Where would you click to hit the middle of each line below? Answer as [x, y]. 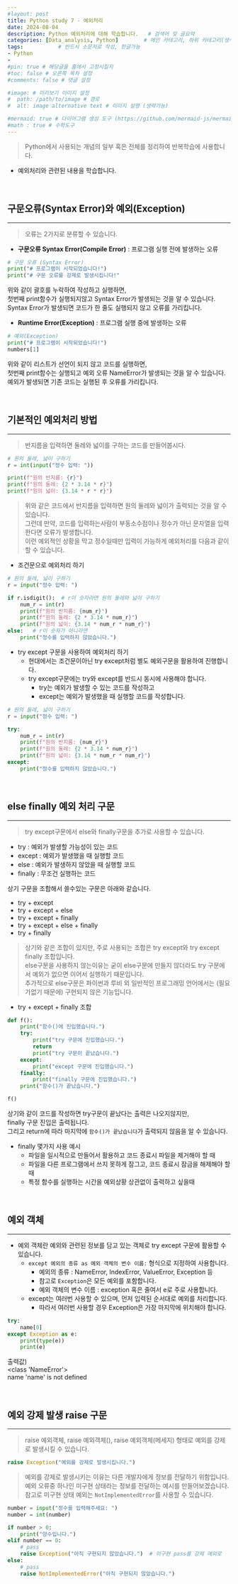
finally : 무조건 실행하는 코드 [56, 873]
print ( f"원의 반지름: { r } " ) [45, 478]
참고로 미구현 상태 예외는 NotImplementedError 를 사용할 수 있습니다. [119, 1495]
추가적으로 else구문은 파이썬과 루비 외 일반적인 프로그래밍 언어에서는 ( [122, 983]
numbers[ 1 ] [23, 349]
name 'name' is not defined [47, 1377]
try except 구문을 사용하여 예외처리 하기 [73, 652]
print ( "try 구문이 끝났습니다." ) [76, 1053]
